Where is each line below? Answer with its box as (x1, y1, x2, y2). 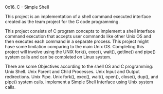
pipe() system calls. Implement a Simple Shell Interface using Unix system (5, 79, 153, 85)
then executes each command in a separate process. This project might (5, 38, 149, 44)
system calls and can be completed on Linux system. (5, 54, 111, 60)
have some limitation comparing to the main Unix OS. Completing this (5, 44, 145, 49)
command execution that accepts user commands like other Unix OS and (5, 34, 152, 39)
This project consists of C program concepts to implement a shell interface (5, 28, 155, 34)
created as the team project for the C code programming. (5, 19, 120, 24)
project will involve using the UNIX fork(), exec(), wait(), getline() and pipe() (5, 49, 156, 55)
